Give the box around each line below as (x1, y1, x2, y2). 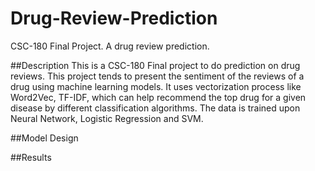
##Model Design (10, 132, 79, 144)
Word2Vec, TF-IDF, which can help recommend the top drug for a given (10, 91, 307, 103)
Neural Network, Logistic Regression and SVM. (10, 112, 204, 124)
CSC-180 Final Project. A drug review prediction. (10, 40, 210, 52)
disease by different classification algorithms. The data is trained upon (10, 102, 301, 114)
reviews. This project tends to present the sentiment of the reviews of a (10, 70, 305, 82)
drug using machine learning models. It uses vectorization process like (10, 80, 302, 92)
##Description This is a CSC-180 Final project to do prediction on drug (10, 59, 301, 71)
